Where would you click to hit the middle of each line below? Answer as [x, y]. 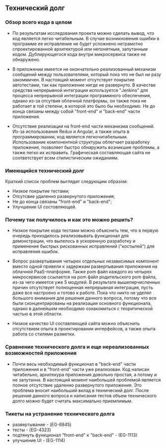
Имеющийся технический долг [45, 171]
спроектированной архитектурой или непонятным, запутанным [80, 49]
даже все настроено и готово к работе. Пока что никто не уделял [82, 293]
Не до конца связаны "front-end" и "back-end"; [62, 201]
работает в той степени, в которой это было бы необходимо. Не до [83, 106]
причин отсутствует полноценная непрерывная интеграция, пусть [83, 288]
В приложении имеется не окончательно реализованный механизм [84, 69]
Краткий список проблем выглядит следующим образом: [66, 181]
